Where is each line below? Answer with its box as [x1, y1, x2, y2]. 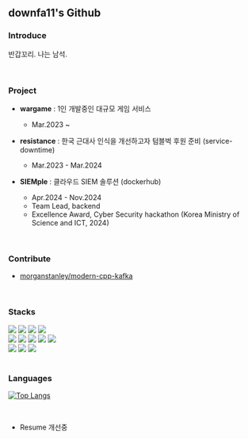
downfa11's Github [8, 6, 101, 20]
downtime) [19, 144, 55, 154]
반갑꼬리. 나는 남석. [8, 49, 67, 59]
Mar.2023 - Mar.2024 [31, 160, 103, 170]
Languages [8, 372, 53, 383]
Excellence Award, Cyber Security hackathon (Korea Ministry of [31, 210, 240, 219]
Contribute [8, 253, 52, 264]
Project [8, 85, 37, 96]
